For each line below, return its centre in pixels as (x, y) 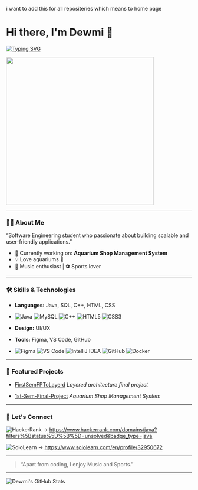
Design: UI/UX (32, 328)
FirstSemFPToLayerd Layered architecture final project (81, 384)
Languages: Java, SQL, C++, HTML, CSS (65, 305)
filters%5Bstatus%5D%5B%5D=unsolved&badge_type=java (79, 436)
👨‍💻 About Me (25, 222)
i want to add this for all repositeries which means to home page (84, 9)
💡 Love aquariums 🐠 (39, 259)
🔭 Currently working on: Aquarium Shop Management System (91, 253)
